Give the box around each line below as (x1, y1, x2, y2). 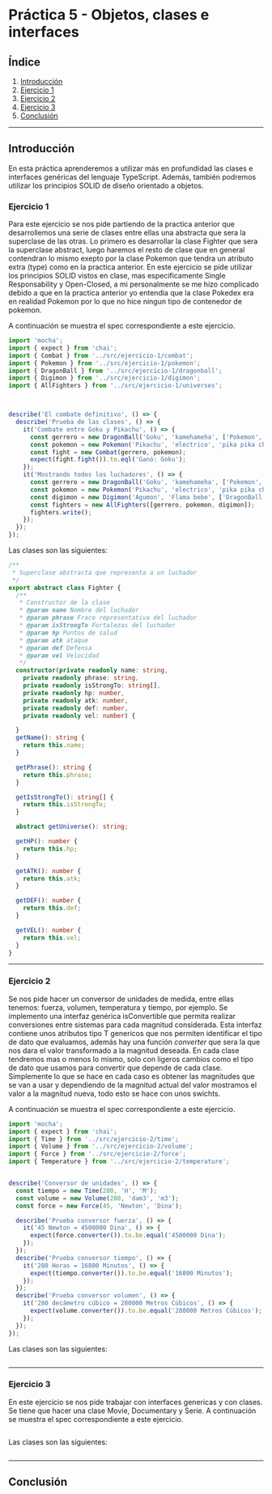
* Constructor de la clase (19, 599, 111, 607)
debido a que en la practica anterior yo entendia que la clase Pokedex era (8, 288, 254, 298)
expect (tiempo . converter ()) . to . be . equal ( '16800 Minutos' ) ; (29, 1269, 233, 1277)
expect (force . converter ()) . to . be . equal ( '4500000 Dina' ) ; (29, 1232, 227, 1240)
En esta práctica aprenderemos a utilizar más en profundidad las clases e (8, 163, 253, 173)
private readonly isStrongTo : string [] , (23, 681, 161, 690)
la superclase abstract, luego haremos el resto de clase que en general (8, 245, 245, 255)
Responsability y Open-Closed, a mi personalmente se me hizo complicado (8, 279, 259, 289)
